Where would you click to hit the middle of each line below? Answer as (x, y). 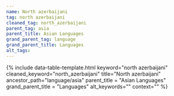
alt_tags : (18, 51)
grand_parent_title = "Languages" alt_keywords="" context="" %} (87, 86)
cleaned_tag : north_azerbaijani (46, 23)
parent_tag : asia (28, 28)
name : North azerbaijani (37, 12)
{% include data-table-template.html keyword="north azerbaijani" (87, 67)
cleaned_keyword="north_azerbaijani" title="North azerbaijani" (83, 74)
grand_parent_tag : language (41, 39)
